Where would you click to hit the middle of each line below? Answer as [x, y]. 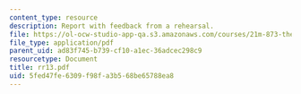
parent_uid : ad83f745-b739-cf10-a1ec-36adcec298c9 [106, 51]
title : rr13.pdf [39, 68]
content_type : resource [54, 17]
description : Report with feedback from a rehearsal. [112, 26]
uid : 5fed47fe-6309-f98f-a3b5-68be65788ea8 [92, 76]
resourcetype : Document [54, 59]
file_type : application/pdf [62, 43]
